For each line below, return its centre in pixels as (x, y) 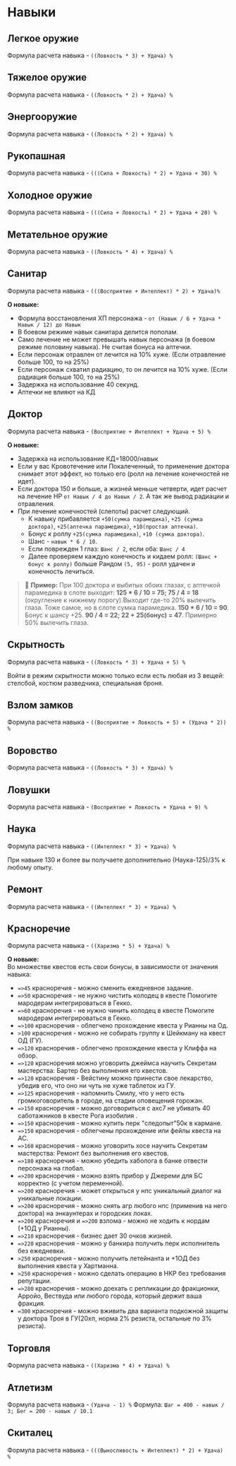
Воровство (32, 750)
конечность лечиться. (61, 571)
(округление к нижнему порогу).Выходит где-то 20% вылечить (120, 600)
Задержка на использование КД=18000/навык (88, 458)
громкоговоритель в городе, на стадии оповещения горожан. (111, 1101)
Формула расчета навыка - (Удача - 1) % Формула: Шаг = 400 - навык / (116, 1405)
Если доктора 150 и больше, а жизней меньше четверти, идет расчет (122, 488)
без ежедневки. (41, 1251)
